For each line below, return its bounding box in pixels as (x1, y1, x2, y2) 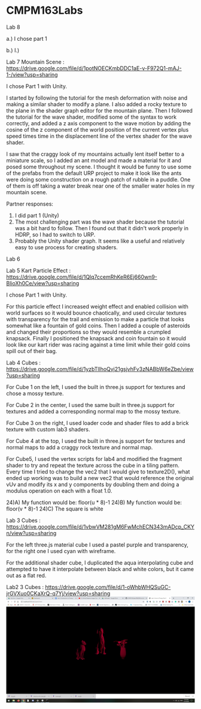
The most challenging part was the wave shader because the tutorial (14, 218, 184, 225)
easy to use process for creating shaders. (14, 243, 118, 251)
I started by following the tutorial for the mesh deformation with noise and (6, 94, 188, 101)
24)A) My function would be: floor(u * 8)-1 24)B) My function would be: (6, 499, 182, 506)
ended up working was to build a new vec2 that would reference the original (6, 474, 194, 481)
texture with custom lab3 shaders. (6, 426, 90, 433)
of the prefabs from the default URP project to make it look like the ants (6, 169, 182, 177)
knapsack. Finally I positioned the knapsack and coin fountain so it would (6, 334, 187, 342)
